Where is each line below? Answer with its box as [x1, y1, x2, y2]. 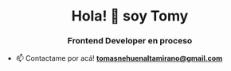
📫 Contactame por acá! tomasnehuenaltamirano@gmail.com [15, 54, 223, 63]
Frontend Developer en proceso [67, 35, 193, 47]
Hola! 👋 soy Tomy [71, 7, 189, 25]
